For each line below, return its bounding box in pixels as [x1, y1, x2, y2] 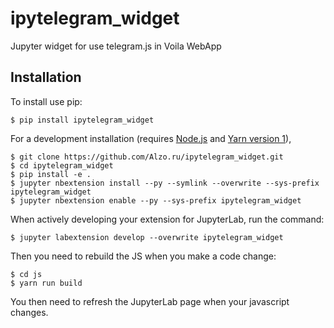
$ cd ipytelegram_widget [10, 160, 114, 171]
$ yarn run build [10, 278, 83, 288]
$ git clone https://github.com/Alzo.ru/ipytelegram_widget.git [10, 152, 284, 162]
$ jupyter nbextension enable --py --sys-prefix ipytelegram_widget [10, 195, 302, 206]
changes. [10, 306, 49, 318]
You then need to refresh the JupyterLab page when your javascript [10, 295, 290, 307]
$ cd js [10, 269, 43, 279]
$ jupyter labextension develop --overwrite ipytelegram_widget [10, 232, 284, 242]
